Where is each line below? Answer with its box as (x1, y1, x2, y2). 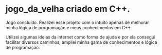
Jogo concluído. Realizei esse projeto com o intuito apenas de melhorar (5, 19, 149, 25)
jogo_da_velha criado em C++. (5, 3, 130, 15)
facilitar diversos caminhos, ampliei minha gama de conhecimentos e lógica (5, 39, 158, 45)
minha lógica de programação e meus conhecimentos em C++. (5, 24, 132, 30)
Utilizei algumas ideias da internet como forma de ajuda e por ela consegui (5, 34, 155, 40)
